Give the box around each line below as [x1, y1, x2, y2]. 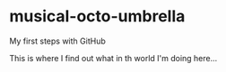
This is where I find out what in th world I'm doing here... [9, 52, 218, 63]
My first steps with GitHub [9, 36, 106, 46]
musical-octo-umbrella [9, 6, 186, 27]
